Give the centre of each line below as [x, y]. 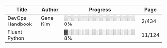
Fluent [15, 32]
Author [50, 10]
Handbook [20, 24]
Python [16, 38]
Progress [100, 10]
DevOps [17, 18]
